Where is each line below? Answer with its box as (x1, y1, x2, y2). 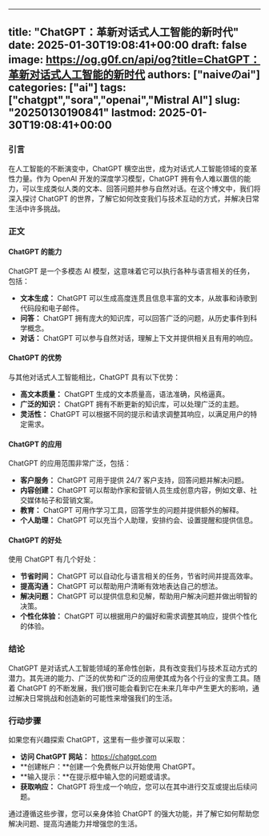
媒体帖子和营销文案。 (26, 495, 98, 505)
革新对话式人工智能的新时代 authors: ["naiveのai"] (8, 68, 260, 82)
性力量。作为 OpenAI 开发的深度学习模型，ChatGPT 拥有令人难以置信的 (8, 174, 244, 183)
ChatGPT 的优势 (8, 353, 62, 362)
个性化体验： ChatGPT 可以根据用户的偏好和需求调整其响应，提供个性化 (19, 611, 258, 621)
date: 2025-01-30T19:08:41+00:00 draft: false (8, 38, 247, 52)
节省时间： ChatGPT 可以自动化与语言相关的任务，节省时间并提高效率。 (19, 571, 258, 581)
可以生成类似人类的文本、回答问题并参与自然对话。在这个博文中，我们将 (22, 183, 261, 193)
